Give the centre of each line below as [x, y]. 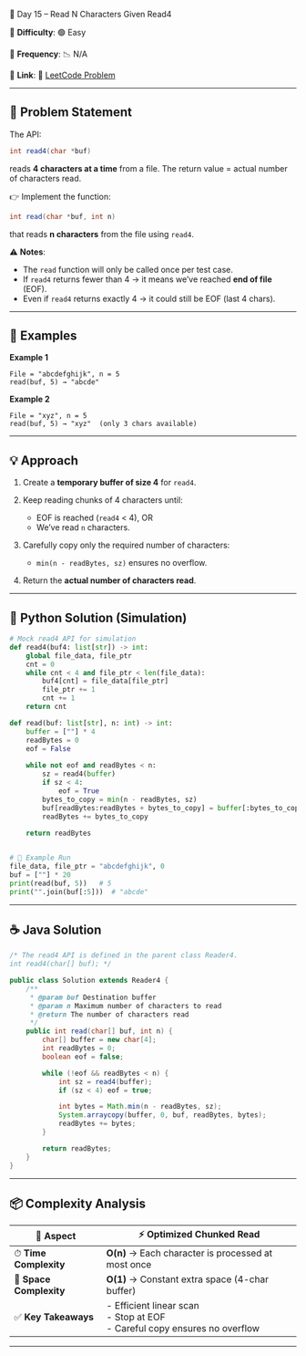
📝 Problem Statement [71, 113]
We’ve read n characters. [83, 527]
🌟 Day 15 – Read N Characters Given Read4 [91, 14]
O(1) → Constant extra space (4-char [187, 1279]
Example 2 [30, 399]
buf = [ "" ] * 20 [40, 875]
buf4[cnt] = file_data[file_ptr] [106, 681]
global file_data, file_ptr [79, 656]
